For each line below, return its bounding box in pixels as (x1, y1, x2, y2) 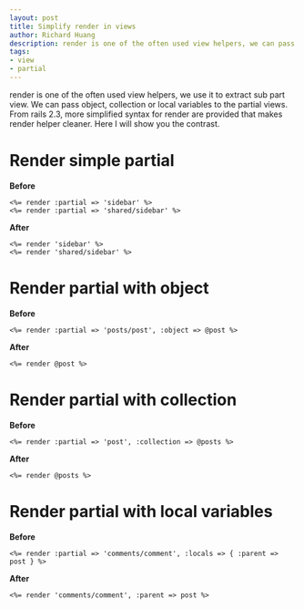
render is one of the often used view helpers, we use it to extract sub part (9, 88, 285, 100)
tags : (9, 47, 30, 57)
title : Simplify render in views (9, 22, 137, 31)
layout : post (9, 13, 59, 23)
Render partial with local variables (9, 501, 273, 521)
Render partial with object (9, 278, 209, 298)
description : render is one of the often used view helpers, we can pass (9, 38, 296, 48)
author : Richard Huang (9, 30, 96, 39)
